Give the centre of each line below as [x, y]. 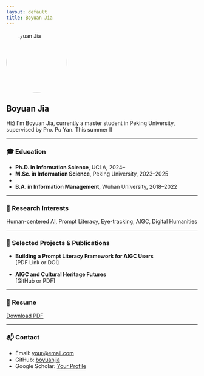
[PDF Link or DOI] [37, 263]
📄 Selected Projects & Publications [58, 243]
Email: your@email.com [44, 353]
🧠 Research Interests [37, 208]
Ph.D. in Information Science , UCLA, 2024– [70, 167]
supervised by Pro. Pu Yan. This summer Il [59, 130]
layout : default [27, 12]
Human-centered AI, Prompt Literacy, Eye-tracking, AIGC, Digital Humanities [102, 221]
